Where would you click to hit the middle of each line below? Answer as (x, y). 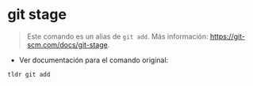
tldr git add (29, 74)
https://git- (227, 36)
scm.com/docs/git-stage (67, 44)
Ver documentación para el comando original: (94, 60)
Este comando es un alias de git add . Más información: (117, 36)
